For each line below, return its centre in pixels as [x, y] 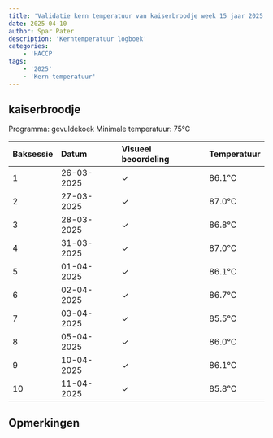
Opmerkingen [44, 423]
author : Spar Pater [41, 31]
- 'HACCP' [40, 54]
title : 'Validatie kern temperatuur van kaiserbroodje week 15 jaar [127, 16]
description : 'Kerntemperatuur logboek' [78, 39]
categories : [28, 46]
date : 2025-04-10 [38, 24]
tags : [17, 62]
